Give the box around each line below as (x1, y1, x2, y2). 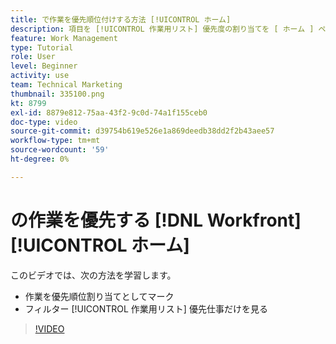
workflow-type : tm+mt (10, 136, 101, 146)
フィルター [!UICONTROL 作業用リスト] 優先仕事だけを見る (24, 302, 268, 315)
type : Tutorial (10, 42, 74, 53)
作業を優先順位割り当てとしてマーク (24, 290, 175, 302)
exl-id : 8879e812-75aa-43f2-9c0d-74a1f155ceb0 (10, 107, 208, 118)
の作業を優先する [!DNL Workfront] (10, 209, 302, 231)
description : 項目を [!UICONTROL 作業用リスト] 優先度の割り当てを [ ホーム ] (10, 24, 315, 34)
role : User (10, 52, 56, 62)
